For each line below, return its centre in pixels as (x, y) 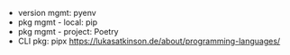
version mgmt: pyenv (57, 13)
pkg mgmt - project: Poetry (68, 31)
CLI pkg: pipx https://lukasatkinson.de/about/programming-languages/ (149, 41)
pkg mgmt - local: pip (57, 22)
